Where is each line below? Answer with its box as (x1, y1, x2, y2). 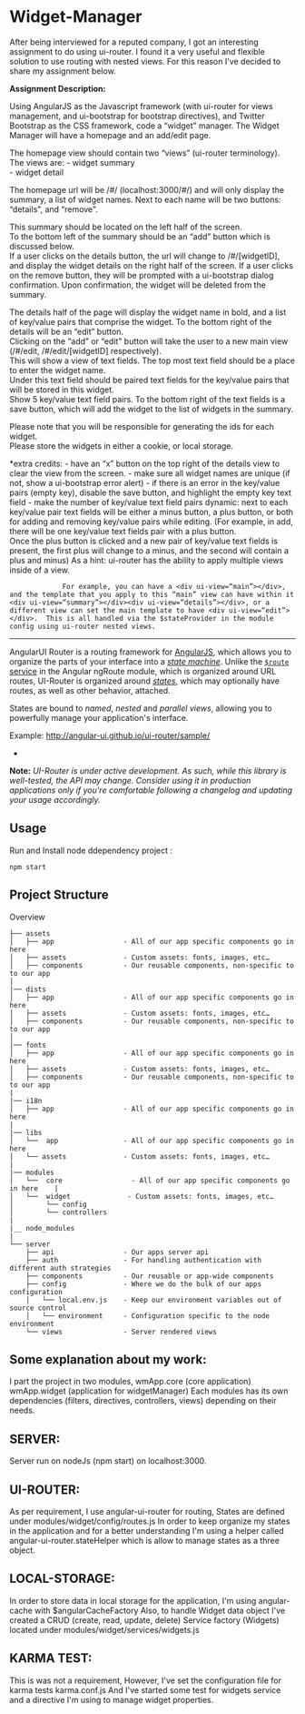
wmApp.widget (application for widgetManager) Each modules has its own (9, 1385, 289, 1396)
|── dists (9, 985, 47, 994)
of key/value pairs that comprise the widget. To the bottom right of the (9, 316, 272, 327)
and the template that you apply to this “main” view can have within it (9, 590, 295, 599)
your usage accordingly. (9, 794, 101, 805)
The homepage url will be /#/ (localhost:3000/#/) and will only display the (9, 184, 285, 195)
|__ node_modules (9, 1223, 75, 1232)
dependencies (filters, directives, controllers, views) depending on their (9, 1395, 277, 1406)
